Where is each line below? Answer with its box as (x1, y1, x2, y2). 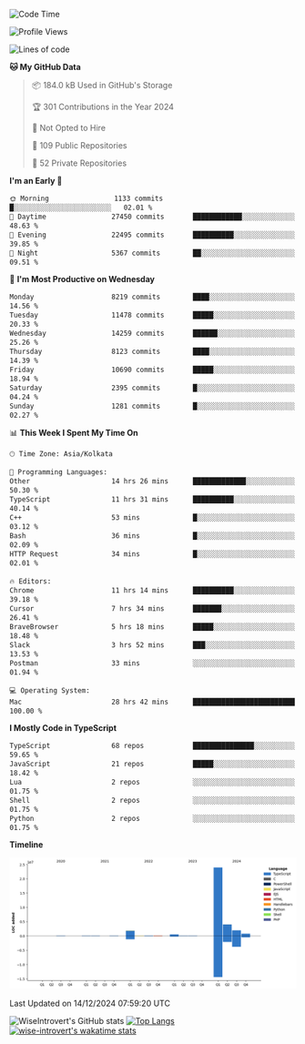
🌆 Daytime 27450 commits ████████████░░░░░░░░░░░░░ (9, 212, 296, 221)
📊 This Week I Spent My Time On (9, 428, 138, 438)
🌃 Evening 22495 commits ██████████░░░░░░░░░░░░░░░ (9, 230, 296, 239)
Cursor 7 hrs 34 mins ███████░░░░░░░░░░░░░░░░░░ (9, 604, 296, 613)
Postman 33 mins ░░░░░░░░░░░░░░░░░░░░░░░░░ (9, 659, 296, 668)
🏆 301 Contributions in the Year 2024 (31, 101, 175, 112)
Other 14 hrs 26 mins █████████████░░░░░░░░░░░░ (9, 477, 296, 486)
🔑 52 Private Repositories (31, 157, 127, 168)
